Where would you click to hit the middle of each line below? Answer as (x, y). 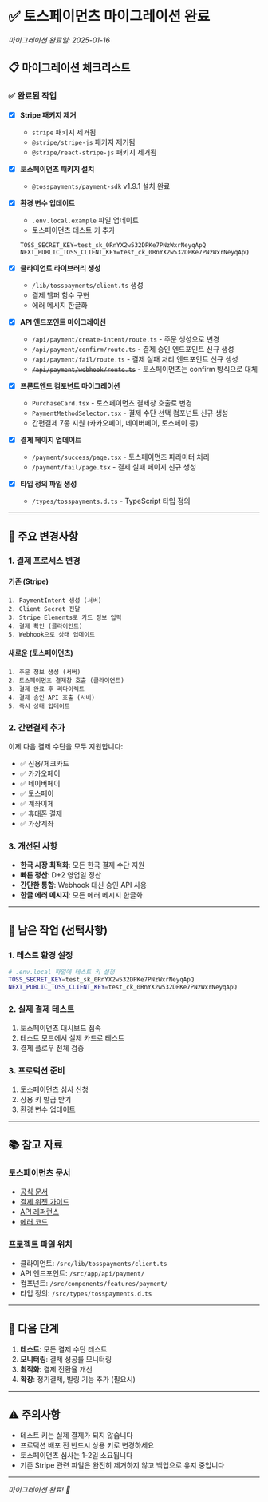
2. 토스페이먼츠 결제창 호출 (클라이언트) (67, 681)
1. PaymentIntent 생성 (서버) (55, 601)
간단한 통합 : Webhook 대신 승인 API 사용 (83, 885)
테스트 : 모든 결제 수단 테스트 (63, 1349)
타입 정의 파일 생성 (48, 484)
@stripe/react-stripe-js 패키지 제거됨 (94, 152)
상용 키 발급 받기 (45, 1100)
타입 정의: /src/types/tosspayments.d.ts (86, 1293)
